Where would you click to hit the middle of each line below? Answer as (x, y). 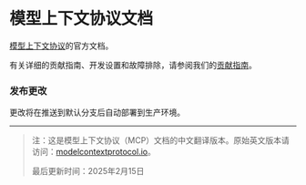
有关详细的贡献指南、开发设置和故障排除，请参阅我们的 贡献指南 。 (133, 65)
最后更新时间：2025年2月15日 (88, 171)
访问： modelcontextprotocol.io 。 (94, 152)
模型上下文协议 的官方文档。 (61, 46)
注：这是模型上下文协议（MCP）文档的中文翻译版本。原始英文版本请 (160, 140)
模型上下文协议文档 (82, 19)
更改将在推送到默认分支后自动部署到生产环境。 (97, 113)
